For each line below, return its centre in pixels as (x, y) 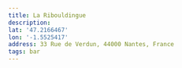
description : (30, 23)
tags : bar (24, 52)
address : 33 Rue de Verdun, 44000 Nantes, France (91, 45)
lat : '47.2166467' (38, 30)
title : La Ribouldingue (47, 15)
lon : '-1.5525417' (38, 37)
